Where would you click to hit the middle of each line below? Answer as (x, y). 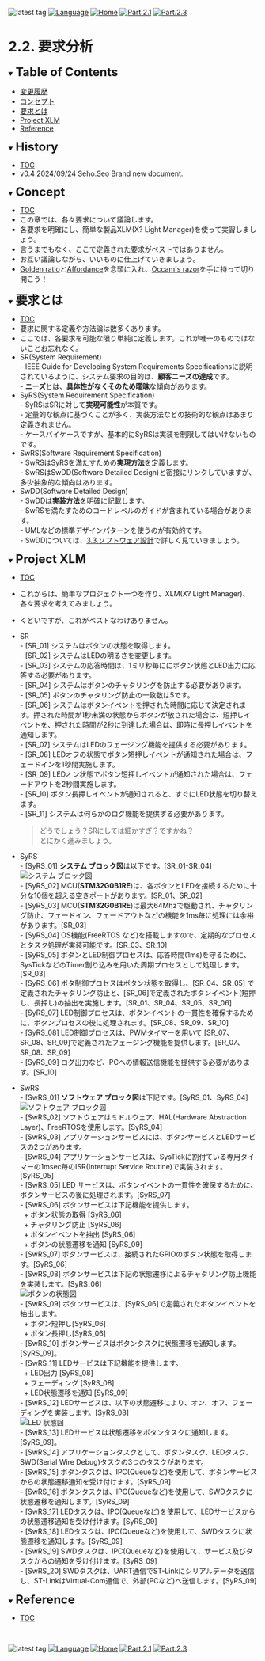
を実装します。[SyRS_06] (61, 1283)
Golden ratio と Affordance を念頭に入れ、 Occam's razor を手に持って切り (137, 268)
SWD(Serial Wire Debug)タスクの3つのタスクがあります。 (114, 1461)
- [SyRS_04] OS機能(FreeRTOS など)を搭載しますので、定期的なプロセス (138, 935)
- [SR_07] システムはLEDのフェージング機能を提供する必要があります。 (135, 744)
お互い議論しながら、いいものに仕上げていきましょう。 (110, 259)
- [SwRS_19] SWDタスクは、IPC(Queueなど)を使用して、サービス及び (133, 1551)
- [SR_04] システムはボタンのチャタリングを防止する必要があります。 (132, 685)
